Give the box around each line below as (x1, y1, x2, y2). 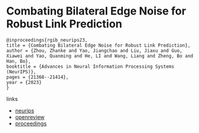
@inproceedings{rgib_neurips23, (6, 37, 88, 43)
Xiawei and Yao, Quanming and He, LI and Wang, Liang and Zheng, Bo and (6, 53, 194, 59)
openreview (15, 113, 45, 120)
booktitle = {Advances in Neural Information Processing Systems (6, 63, 174, 70)
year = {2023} (6, 79, 42, 85)
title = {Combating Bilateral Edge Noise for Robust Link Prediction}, (6, 42, 191, 48)
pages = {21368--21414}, (6, 74, 69, 80)
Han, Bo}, (6, 58, 31, 64)
